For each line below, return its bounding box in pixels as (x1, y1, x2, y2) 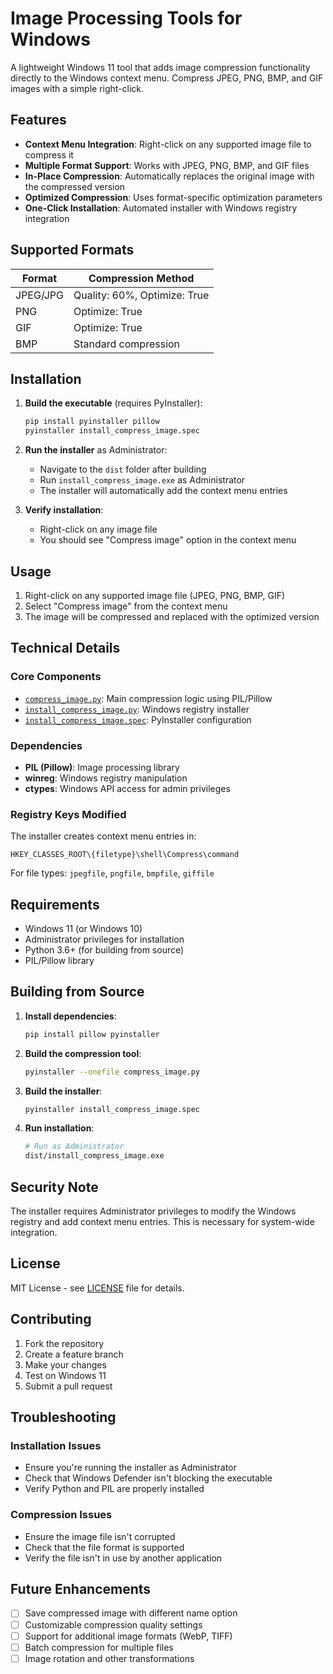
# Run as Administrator (24, 1142, 125, 1152)
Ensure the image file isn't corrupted (24, 1530, 176, 1542)
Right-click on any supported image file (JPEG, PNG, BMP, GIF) (24, 589, 286, 601)
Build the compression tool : (24, 1047, 142, 1059)
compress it (24, 148, 74, 161)
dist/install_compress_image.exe (24, 1151, 165, 1161)
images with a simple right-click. (10, 82, 145, 94)
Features (10, 112, 67, 129)
